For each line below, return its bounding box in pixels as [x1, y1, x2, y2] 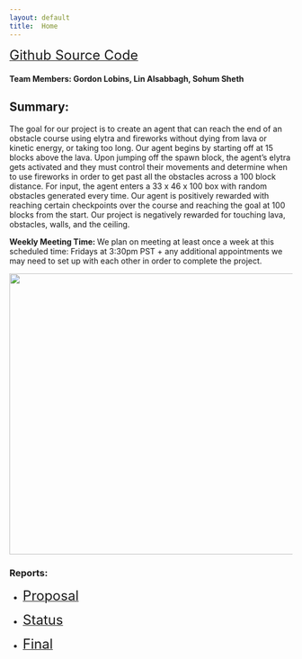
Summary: [9, 100, 69, 115]
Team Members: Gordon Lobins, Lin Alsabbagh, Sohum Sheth [9, 74, 244, 85]
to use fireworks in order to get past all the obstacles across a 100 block [9, 171, 277, 182]
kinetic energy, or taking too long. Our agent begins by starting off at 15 [9, 142, 274, 153]
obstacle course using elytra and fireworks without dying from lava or [9, 132, 267, 144]
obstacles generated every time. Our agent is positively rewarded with [9, 190, 270, 200]
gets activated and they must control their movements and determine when [9, 161, 288, 172]
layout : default [9, 13, 70, 22]
